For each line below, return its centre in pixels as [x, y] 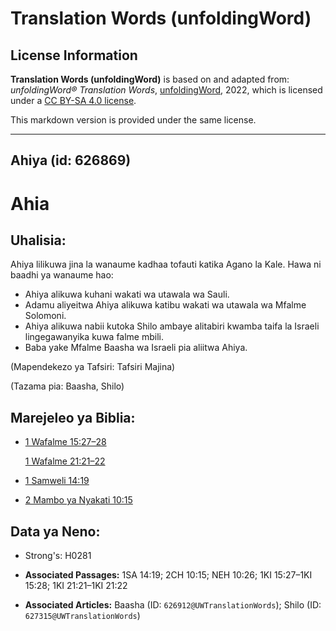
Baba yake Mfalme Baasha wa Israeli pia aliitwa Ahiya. [136, 348]
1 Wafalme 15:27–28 [65, 442]
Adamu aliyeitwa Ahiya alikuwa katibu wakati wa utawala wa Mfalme [165, 305]
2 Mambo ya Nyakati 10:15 [78, 500]
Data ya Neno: [55, 531]
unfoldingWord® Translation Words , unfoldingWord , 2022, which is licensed [166, 90]
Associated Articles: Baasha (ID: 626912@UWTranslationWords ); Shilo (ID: [173, 605]
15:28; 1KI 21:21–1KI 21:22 [76, 586]
